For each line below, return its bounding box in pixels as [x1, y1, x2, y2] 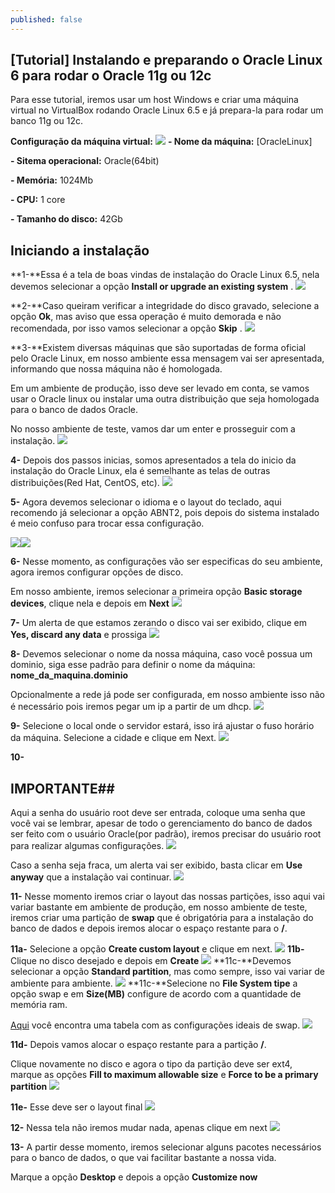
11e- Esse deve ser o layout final [10, 1101, 143, 1113]
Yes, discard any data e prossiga [10, 629, 148, 641]
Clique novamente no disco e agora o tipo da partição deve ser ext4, [10, 1058, 293, 1070]
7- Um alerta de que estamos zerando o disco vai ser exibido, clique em [10, 617, 307, 629]
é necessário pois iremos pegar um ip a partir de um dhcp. [10, 701, 252, 713]
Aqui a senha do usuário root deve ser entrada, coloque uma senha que [10, 807, 306, 819]
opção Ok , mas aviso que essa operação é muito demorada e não [10, 311, 282, 323]
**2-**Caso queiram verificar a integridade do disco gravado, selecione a [10, 300, 320, 312]
